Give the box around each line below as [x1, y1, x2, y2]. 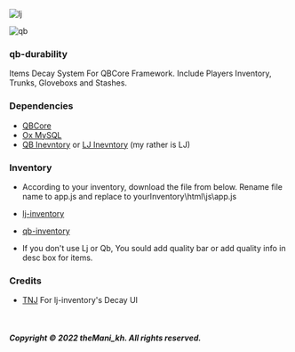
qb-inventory [21, 225, 71, 236]
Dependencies [9, 100, 74, 112]
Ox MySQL [21, 129, 62, 140]
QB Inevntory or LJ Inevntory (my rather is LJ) [21, 139, 191, 150]
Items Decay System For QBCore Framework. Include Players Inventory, [9, 68, 273, 79]
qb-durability [9, 47, 68, 60]
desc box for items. [21, 252, 93, 263]
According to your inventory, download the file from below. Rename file [21, 181, 283, 192]
